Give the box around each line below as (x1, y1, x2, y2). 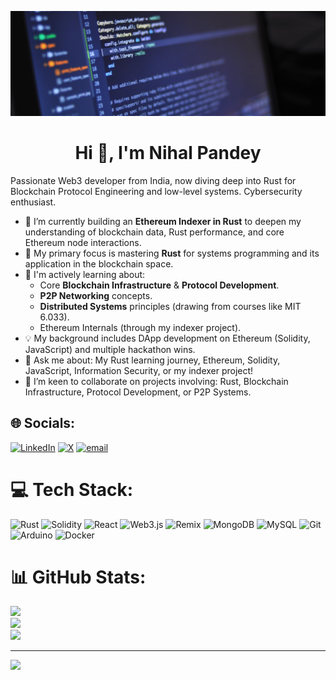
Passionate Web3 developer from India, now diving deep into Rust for (10, 174, 297, 186)
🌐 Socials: (10, 415, 76, 432)
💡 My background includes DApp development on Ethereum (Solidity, (24, 332, 311, 344)
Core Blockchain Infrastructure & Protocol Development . (39, 279, 280, 291)
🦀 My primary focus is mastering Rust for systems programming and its (24, 247, 320, 259)
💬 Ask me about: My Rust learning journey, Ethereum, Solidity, (24, 354, 281, 366)
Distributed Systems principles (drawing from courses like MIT (39, 300, 302, 312)
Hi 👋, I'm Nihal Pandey (74, 142, 262, 165)
